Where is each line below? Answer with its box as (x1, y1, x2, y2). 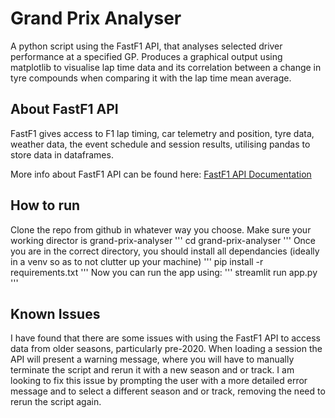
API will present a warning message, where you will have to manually (10, 353, 295, 366)
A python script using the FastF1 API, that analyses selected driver (10, 40, 283, 52)
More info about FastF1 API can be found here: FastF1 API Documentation (10, 168, 312, 180)
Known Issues (10, 305, 101, 322)
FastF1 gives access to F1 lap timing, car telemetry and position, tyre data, (10, 127, 315, 139)
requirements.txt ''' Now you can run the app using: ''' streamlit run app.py (10, 266, 318, 278)
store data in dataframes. (10, 148, 114, 161)
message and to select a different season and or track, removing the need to (10, 385, 326, 397)
